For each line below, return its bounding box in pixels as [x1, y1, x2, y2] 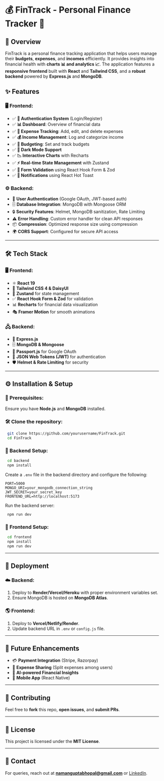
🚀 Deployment [5, 562, 49, 570]
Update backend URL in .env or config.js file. [12, 626, 105, 631]
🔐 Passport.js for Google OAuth [12, 348, 77, 354]
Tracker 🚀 [5, 18, 45, 29]
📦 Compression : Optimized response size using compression [12, 221, 138, 227]
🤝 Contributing [5, 694, 51, 702]
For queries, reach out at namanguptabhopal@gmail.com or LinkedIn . [5, 770, 147, 776]
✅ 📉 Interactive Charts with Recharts [12, 152, 89, 158]
